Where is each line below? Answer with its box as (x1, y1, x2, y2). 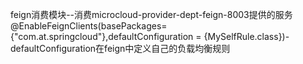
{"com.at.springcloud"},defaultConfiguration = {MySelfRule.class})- (10, 31, 290, 42)
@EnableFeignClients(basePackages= (10, 20, 168, 32)
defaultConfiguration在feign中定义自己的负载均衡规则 (10, 43, 231, 54)
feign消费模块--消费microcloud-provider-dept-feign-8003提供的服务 (10, 9, 293, 20)
